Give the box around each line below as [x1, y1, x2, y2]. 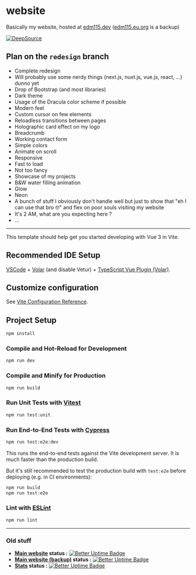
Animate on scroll [14, 148, 57, 155]
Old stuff [6, 536, 32, 545]
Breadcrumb [14, 129, 45, 136]
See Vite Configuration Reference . [6, 298, 89, 305]
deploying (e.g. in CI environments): [6, 473, 92, 480]
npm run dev [6, 358, 35, 363]
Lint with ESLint [6, 504, 51, 512]
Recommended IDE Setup [6, 250, 101, 261]
